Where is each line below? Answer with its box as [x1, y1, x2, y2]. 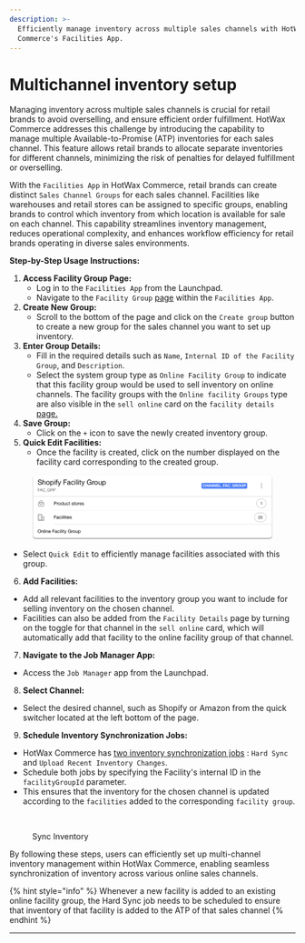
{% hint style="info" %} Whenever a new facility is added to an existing [9, 886, 277, 897]
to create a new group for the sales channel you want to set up [35, 321, 271, 332]
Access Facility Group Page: [22, 273, 132, 284]
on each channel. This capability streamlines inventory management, [9, 218, 268, 229]
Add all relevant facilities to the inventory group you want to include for [22, 594, 289, 605]
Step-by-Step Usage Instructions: [9, 256, 141, 266]
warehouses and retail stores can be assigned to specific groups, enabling [9, 199, 289, 210]
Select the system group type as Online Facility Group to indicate [35, 369, 287, 381]
